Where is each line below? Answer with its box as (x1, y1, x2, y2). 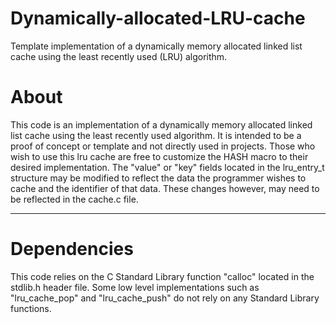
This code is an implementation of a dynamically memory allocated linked (10, 118, 313, 131)
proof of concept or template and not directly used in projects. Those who (10, 140, 316, 152)
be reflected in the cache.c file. (10, 193, 139, 205)
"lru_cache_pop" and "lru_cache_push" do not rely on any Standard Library (10, 292, 320, 304)
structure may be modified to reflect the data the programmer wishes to (10, 172, 307, 184)
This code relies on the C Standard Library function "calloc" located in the (10, 270, 315, 282)
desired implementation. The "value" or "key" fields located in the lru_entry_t (10, 161, 325, 173)
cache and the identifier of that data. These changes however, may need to (10, 182, 320, 194)
